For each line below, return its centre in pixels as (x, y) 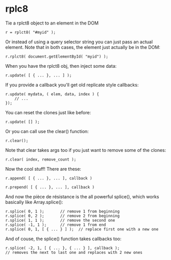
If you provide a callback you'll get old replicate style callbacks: (72, 85)
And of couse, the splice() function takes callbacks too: (63, 239)
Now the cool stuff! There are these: (43, 169)
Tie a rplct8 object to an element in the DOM (52, 23)
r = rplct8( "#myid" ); (31, 32)
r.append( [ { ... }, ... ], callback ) (49, 178)
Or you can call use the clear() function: (47, 131)
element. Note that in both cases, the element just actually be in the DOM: (83, 47)
